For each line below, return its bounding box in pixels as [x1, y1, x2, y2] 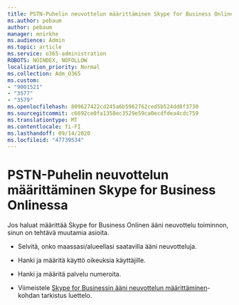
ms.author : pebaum [7, 17, 62, 24]
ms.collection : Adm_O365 [7, 70, 81, 77]
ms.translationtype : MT [7, 116, 78, 123]
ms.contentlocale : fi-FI [7, 123, 81, 130]
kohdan [17, 291, 41, 300]
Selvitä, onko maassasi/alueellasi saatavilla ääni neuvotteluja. [17, 242, 197, 251]
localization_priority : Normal [7, 63, 100, 71]
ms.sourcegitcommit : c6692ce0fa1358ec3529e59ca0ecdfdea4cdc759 [7, 110, 199, 117]
